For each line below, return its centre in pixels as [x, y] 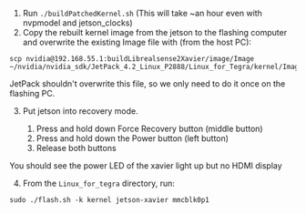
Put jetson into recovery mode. [80, 111]
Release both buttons [76, 148]
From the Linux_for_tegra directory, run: [99, 183]
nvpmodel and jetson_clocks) [78, 23]
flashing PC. [32, 93]
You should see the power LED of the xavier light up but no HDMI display [146, 166]
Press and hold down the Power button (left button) [133, 138]
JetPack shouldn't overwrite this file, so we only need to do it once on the [148, 84]
